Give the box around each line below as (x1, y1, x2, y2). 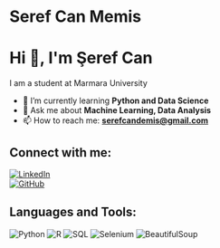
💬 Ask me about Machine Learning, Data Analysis (22, 105, 211, 116)
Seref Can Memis (9, 6, 142, 27)
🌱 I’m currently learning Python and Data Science (22, 95, 209, 106)
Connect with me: (9, 145, 112, 160)
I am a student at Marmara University (9, 78, 148, 89)
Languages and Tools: (9, 205, 138, 220)
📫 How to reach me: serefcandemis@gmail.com (22, 115, 209, 126)
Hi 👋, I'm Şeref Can (9, 48, 153, 69)
